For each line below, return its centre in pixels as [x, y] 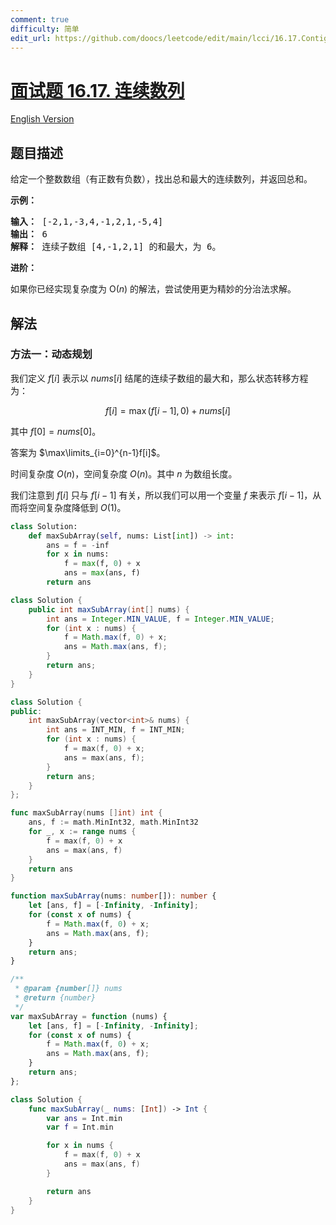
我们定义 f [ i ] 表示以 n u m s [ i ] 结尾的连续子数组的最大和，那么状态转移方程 [159, 378]
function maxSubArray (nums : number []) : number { [113, 896]
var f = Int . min [80, 1127]
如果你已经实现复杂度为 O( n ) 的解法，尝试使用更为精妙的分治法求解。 [153, 289]
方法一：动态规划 [51, 354]
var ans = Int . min [84, 1118]
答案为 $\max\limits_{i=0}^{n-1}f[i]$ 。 [88, 452]
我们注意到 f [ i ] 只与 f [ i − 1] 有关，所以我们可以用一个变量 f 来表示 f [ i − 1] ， [161, 495]
